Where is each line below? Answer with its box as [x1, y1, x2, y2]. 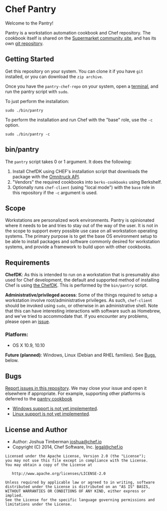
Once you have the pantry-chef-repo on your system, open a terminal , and [5, 83, 159, 89]
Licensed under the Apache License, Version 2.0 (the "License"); [5, 454, 146, 459]
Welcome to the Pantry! [5, 20, 54, 26]
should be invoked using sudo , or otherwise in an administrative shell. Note [5, 303, 158, 309]
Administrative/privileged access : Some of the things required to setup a [5, 292, 158, 298]
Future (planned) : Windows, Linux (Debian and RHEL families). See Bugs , [5, 352, 157, 358]
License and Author [5, 425, 68, 434]
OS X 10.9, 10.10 [12, 342, 45, 348]
